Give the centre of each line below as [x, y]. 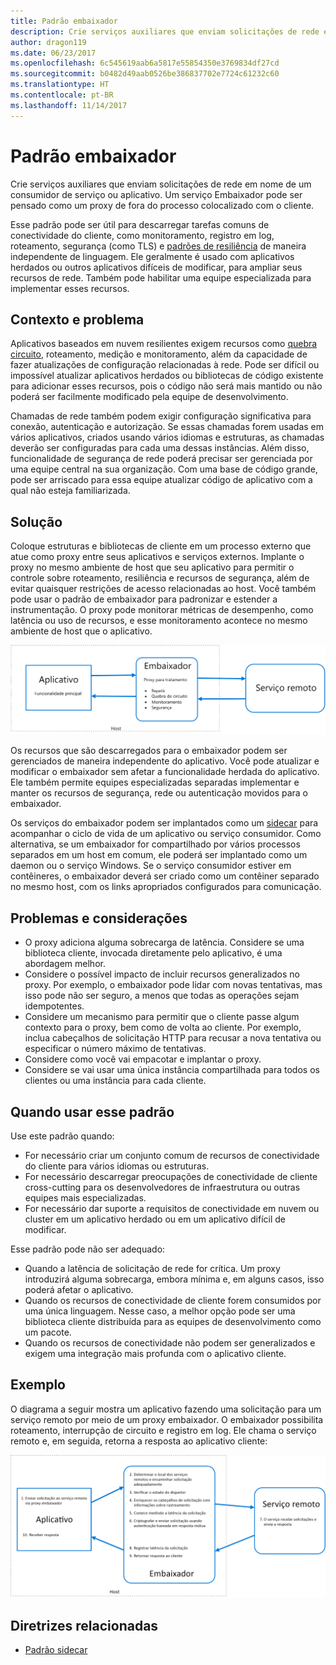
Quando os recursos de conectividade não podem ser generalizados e [170, 1343]
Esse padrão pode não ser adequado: [88, 1249]
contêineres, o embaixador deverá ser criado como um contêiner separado [165, 876]
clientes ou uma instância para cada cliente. [115, 1081]
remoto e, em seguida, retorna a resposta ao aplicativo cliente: [139, 1441]
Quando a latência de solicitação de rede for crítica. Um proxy [152, 1269]
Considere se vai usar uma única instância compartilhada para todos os [172, 1070]
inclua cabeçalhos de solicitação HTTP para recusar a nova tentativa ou [173, 1038]
